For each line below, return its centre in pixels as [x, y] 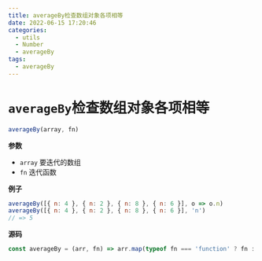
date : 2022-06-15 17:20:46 [52, 23]
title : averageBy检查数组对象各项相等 [66, 15]
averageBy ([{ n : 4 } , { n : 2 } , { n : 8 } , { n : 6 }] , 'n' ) [107, 211]
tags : [17, 60]
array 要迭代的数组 [50, 162]
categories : [28, 30]
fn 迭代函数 [38, 172]
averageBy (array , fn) [44, 129]
